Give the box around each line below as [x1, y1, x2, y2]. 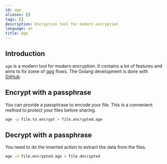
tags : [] [5, 17, 24, 22]
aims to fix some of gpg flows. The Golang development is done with [5, 68, 148, 74]
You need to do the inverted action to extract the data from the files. [5, 144, 146, 150]
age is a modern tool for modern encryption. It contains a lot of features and [5, 63, 162, 69]
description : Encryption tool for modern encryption [5, 21, 119, 27]
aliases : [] [5, 12, 30, 17]
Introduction [5, 49, 45, 58]
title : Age [5, 31, 28, 36]
